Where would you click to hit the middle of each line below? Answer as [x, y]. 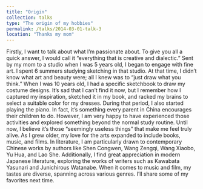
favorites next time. [30, 181]
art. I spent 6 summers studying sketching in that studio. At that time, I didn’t [101, 71]
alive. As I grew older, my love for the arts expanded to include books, [93, 135]
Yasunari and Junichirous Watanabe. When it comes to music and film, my [99, 168]
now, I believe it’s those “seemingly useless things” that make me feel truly [99, 129]
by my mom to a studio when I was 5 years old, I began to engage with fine [100, 65]
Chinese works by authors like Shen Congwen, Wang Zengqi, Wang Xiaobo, [101, 148]
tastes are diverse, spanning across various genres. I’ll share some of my [98, 174]
